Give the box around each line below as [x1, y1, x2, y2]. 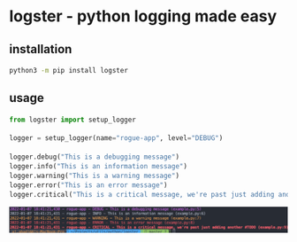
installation [9, 42, 72, 57]
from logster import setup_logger [9, 115, 137, 124]
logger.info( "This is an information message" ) [9, 162, 188, 171]
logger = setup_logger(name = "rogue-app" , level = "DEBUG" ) [9, 134, 224, 143]
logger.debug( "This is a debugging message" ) [9, 152, 179, 161]
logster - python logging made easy [9, 6, 278, 27]
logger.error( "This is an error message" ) [9, 180, 168, 190]
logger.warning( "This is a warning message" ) [9, 171, 179, 180]
